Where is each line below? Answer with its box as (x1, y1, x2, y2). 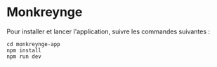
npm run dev (6, 53, 41, 60)
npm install (6, 47, 41, 54)
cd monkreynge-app (6, 40, 60, 47)
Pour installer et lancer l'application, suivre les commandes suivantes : (6, 27, 211, 36)
